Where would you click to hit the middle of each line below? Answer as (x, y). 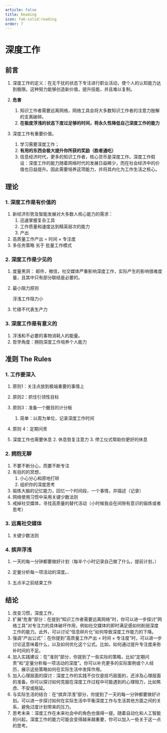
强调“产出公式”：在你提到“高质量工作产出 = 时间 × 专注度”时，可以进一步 (87, 638)
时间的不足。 (30, 650)
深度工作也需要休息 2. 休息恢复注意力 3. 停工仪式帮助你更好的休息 (80, 440)
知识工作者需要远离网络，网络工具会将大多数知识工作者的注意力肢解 (90, 111)
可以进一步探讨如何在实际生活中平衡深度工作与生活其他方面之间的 (89, 700)
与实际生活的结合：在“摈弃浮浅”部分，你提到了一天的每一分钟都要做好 (84, 694)
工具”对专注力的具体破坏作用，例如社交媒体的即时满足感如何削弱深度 (87, 625)
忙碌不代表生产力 (30, 309)
